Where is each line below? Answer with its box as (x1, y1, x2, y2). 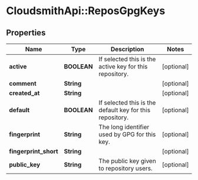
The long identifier (98, 123, 150, 131)
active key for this (98, 63, 148, 70)
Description (110, 45, 144, 53)
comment (9, 80, 37, 87)
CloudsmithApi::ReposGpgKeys (6, 4, 166, 18)
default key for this (98, 106, 151, 114)
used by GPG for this (98, 130, 156, 138)
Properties (6, 28, 46, 38)
